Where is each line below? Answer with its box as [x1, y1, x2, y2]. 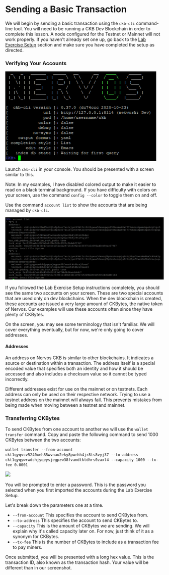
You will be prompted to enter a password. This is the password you [5, 482, 146, 488]
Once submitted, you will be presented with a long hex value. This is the [5, 554, 154, 560]
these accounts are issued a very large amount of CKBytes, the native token [5, 301, 163, 307]
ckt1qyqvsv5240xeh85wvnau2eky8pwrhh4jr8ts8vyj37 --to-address [5, 452, 138, 458]
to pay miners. [12, 544, 43, 550]
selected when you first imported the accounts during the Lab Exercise [5, 487, 152, 493]
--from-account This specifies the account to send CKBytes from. [12, 512, 148, 518]
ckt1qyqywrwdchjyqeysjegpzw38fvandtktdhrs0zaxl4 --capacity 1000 [5, 457, 145, 463]
